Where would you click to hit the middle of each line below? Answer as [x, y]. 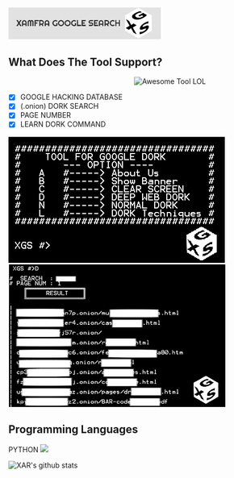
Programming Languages [73, 429]
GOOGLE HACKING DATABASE [71, 97]
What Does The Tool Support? [86, 62]
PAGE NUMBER [45, 115]
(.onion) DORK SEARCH [59, 106]
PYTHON [23, 450]
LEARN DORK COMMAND [63, 124]
